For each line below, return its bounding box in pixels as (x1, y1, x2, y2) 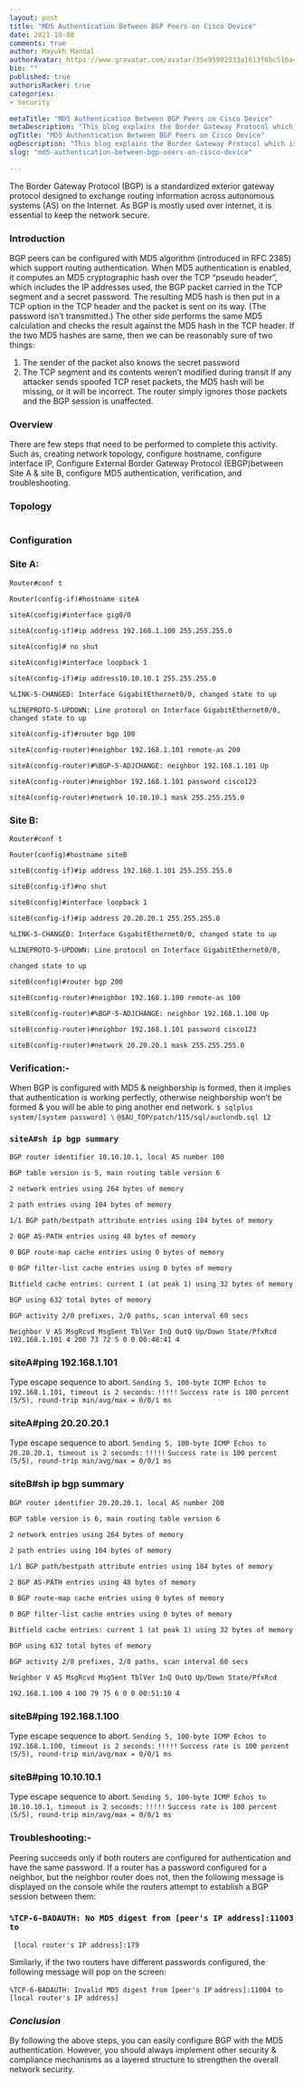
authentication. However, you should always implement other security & (9, 2045, 277, 2056)
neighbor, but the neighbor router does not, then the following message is (9, 1871, 284, 1883)
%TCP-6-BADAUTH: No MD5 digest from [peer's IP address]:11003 (9, 1913, 294, 1923)
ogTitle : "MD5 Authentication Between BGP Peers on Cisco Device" (9, 131, 265, 141)
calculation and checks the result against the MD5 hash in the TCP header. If (9, 320, 295, 331)
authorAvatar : (9, 55, 63, 64)
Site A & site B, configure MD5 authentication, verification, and (9, 468, 242, 479)
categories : (9, 89, 54, 98)
